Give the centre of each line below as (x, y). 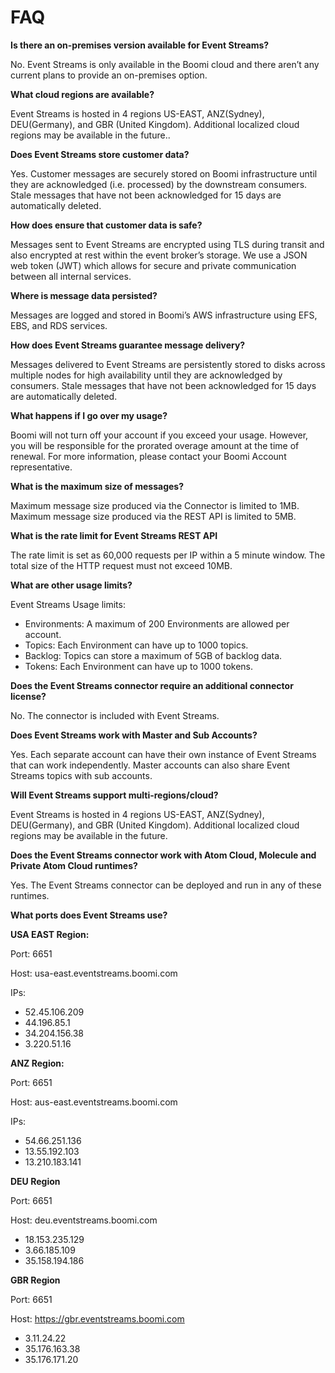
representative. (41, 467)
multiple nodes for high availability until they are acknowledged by (146, 375)
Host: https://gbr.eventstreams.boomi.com (97, 1318)
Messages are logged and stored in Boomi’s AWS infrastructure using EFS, (164, 315)
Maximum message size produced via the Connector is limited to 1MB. (155, 505)
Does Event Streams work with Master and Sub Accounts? (134, 735)
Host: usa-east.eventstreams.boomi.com (94, 973)
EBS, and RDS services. (59, 325)
